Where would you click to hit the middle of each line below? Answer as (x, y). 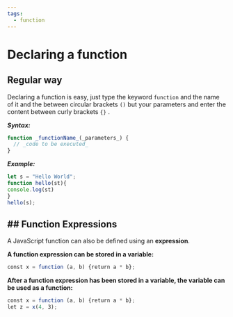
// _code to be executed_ (51, 144)
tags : (15, 14)
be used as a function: (40, 288)
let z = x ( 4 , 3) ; (32, 307)
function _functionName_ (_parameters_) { (68, 138)
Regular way (35, 80)
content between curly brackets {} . (58, 111)
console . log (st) (31, 189)
